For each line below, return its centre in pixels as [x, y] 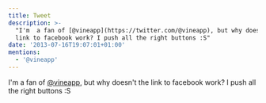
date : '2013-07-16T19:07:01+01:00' [67, 45]
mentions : [25, 52]
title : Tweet [30, 15]
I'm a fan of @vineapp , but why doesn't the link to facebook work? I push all [132, 82]
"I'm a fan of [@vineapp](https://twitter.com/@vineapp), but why [129, 30]
